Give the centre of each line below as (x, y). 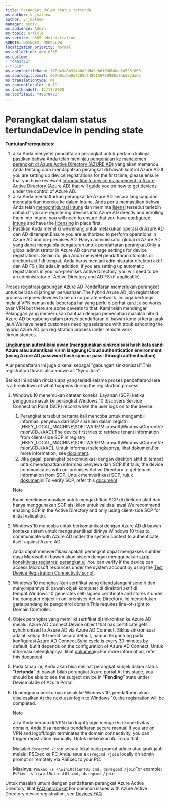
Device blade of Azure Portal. (43, 683)
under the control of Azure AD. (44, 191)
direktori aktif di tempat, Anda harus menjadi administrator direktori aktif (87, 261)
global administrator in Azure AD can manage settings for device (80, 250)
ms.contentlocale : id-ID (31, 85)
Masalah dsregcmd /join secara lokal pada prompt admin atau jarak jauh (88, 749)
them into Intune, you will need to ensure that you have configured (81, 218)
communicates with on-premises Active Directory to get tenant (86, 470)
